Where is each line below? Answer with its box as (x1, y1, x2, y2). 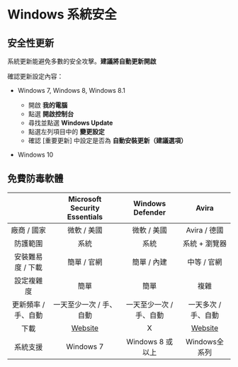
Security (69, 203, 101, 213)
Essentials (67, 212, 103, 222)
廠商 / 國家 (11, 225, 46, 235)
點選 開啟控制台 (28, 110, 74, 118)
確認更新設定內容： (7, 72, 64, 80)
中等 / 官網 (187, 256, 222, 266)
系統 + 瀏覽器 (183, 238, 227, 248)
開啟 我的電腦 (28, 101, 68, 109)
